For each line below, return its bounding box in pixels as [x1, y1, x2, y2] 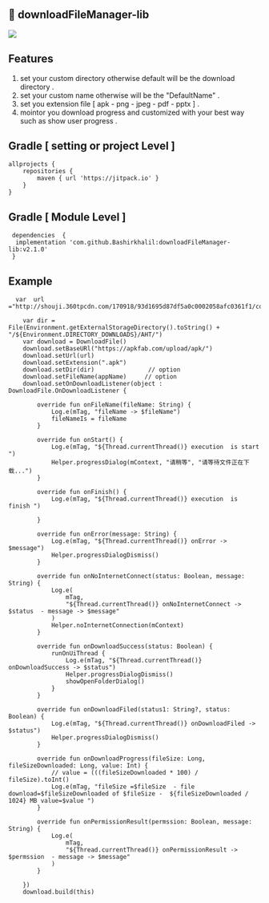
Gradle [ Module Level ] [8, 210, 126, 224]
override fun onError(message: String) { [37, 530, 178, 538]
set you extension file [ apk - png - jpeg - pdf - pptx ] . [19, 99, 200, 108]
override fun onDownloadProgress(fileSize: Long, [37, 755, 206, 763]
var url [15, 296, 45, 304]
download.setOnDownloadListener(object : [22, 380, 163, 388]
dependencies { [11, 232, 66, 240]
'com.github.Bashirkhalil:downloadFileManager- [69, 238, 231, 247]
